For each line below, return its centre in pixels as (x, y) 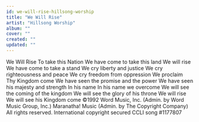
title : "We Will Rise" (34, 17)
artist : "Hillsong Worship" (41, 23)
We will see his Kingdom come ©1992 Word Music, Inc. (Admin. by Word (95, 99)
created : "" (21, 39)
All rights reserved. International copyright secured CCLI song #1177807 (94, 112)
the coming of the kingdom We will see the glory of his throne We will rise (96, 93)
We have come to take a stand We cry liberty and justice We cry (85, 68)
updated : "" (21, 45)
